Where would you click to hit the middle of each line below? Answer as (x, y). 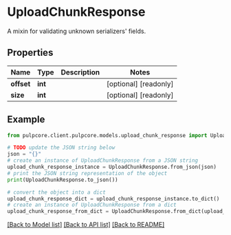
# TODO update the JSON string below (61, 148)
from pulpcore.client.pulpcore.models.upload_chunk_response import (107, 135)
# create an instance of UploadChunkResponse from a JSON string (102, 161)
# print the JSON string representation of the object (87, 173)
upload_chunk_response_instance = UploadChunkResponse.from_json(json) (112, 167)
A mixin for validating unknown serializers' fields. (77, 31)
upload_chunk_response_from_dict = (58, 212)
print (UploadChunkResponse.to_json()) (63, 180)
